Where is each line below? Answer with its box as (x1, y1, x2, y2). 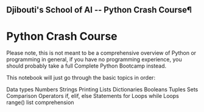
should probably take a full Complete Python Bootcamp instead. (6, 62, 167, 69)
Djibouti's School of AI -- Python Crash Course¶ (6, 5, 192, 15)
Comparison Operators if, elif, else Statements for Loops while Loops (6, 93, 180, 100)
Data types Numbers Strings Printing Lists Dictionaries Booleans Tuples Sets (6, 86, 199, 93)
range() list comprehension (6, 99, 74, 106)
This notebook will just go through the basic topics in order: (6, 74, 156, 82)
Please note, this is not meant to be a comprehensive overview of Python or (6, 49, 197, 57)
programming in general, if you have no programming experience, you (6, 56, 182, 63)
